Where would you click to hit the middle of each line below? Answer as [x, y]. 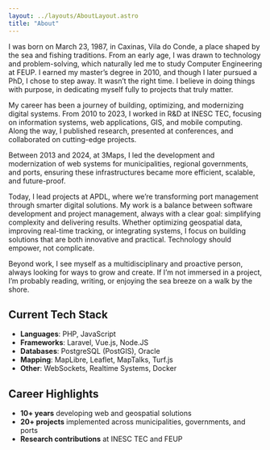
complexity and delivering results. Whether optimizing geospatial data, [126, 222]
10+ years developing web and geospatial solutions [106, 414]
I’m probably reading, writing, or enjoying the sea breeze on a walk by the [131, 280]
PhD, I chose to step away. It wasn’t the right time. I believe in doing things [132, 81]
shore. [19, 289]
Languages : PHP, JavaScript [68, 334]
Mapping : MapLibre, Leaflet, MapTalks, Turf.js [96, 360]
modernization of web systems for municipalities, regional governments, [128, 163]
